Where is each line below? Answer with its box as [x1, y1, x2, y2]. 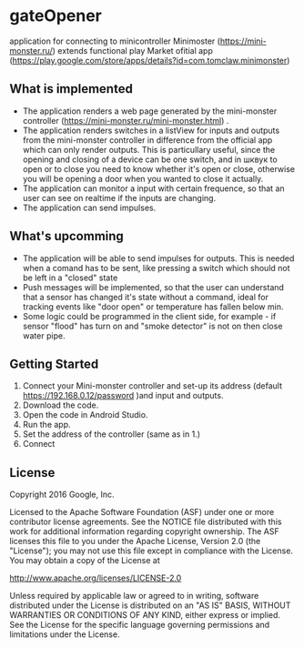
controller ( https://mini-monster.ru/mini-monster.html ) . [22, 115, 229, 126]
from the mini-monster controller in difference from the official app [22, 134, 273, 146]
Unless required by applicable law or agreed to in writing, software [9, 591, 259, 602]
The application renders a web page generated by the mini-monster [22, 106, 278, 116]
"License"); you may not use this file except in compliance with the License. [9, 545, 294, 556]
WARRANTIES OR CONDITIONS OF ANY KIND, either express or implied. [9, 610, 280, 621]
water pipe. [22, 329, 66, 341]
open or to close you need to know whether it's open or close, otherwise [22, 163, 296, 174]
